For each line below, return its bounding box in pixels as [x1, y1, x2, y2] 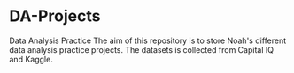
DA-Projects [9, 6, 101, 26]
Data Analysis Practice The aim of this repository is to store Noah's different [9, 35, 287, 46]
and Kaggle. [9, 54, 53, 64]
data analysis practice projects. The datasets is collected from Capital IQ [9, 44, 275, 55]
